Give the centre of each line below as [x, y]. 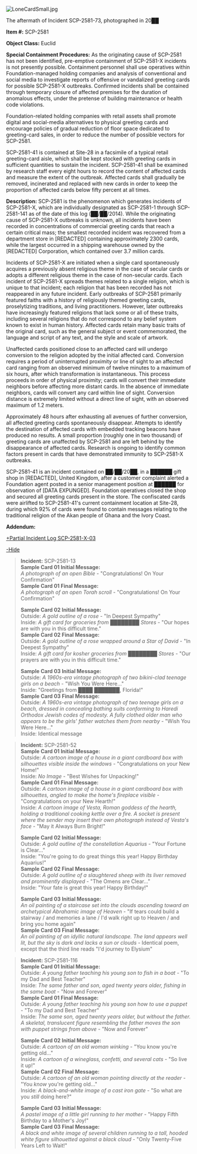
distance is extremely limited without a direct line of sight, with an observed [97, 399]
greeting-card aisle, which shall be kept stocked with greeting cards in [91, 158]
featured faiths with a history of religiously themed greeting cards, [86, 300]
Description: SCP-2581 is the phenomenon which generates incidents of [94, 201]
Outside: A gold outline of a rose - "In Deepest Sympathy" [91, 616]
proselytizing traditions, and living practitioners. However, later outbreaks [95, 306]
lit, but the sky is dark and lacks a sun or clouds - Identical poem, [100, 943]
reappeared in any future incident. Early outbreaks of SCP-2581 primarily [94, 294]
